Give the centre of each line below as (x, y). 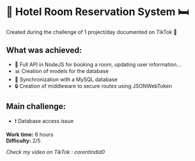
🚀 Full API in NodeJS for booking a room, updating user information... (98, 64)
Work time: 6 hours (30, 134)
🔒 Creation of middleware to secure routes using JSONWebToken (93, 86)
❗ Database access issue (44, 121)
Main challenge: (36, 106)
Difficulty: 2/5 (23, 141)
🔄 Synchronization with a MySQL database (66, 79)
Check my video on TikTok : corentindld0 (56, 152)
